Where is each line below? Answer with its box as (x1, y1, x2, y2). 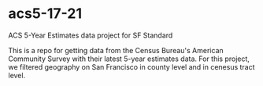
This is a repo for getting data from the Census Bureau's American (8, 45, 224, 55)
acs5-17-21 (8, 5, 83, 23)
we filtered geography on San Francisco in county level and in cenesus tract (8, 62, 255, 71)
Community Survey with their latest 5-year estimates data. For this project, (8, 54, 250, 63)
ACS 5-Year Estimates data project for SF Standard (8, 30, 173, 40)
